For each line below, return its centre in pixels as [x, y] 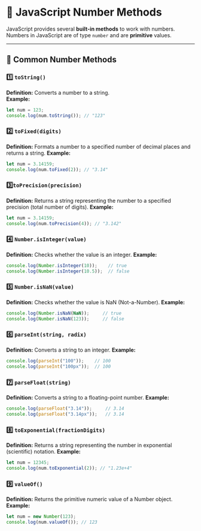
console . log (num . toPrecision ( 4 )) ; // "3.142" [64, 223]
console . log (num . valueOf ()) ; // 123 [52, 522]
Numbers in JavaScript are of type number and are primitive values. [89, 35]
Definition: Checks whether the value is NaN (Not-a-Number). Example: [96, 302]
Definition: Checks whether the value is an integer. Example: [82, 254]
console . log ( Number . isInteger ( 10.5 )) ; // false [68, 271]
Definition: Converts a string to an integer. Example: [71, 350]
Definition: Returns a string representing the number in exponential [89, 445]
